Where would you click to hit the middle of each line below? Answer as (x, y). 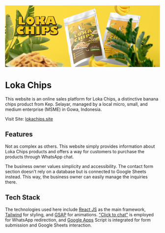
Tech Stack (23, 198)
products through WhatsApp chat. (40, 157)
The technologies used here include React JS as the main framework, (75, 209)
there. (11, 182)
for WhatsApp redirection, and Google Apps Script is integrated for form (78, 220)
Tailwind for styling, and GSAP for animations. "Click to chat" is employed (79, 214)
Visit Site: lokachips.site (29, 119)
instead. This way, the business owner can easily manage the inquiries (77, 177)
